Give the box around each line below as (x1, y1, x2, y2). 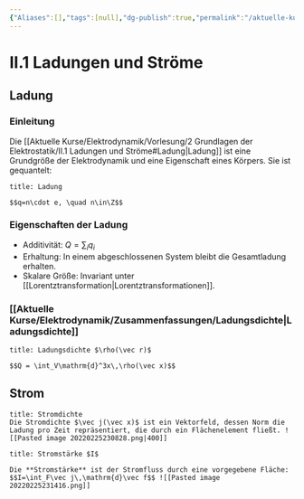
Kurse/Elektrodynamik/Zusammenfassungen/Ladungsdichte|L (9, 314, 292, 326)
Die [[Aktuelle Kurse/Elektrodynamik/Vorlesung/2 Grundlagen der (9, 136, 253, 146)
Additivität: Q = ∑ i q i (22, 239, 95, 252)
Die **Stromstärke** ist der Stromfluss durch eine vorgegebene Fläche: (9, 465, 290, 475)
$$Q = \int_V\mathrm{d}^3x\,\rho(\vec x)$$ (9, 361, 176, 371)
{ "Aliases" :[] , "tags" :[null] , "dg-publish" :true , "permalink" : (9, 13, 245, 23)
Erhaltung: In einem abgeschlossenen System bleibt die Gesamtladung (22, 250, 287, 262)
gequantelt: (9, 165, 52, 175)
